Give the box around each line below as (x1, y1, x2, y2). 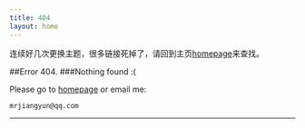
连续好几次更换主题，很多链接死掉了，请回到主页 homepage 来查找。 (9, 47, 265, 59)
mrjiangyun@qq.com (9, 101, 79, 110)
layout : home (9, 22, 59, 31)
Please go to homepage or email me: (9, 84, 147, 94)
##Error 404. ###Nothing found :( (9, 65, 136, 77)
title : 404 (9, 13, 51, 23)
